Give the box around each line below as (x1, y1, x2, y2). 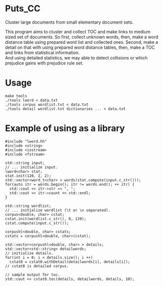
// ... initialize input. (5, 165, 58, 170)
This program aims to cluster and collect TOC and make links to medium (5, 29, 151, 34)
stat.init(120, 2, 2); (5, 173, 51, 178)
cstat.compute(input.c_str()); (5, 221, 69, 226)
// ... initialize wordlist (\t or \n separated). (5, 207, 111, 213)
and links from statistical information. (5, 50, 80, 56)
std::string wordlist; (5, 203, 51, 208)
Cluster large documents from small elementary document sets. (5, 19, 134, 25)
